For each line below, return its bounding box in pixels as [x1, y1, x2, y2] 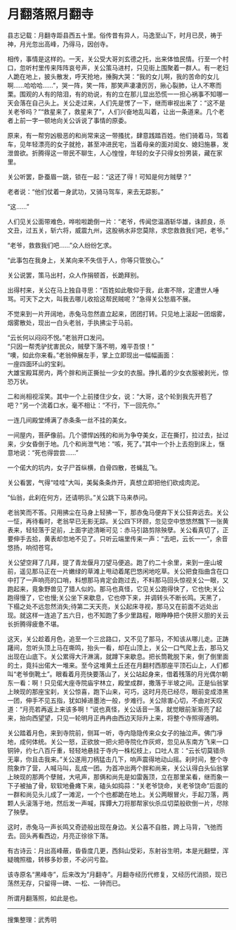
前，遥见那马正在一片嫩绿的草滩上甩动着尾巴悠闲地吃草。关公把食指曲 [7, 567, 211, 575]
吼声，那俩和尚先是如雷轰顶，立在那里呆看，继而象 [74, 773, 223, 781]
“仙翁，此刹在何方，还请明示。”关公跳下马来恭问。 [7, 493, 152, 501]
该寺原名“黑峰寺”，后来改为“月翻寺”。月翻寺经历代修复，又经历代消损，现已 [7, 870, 228, 879]
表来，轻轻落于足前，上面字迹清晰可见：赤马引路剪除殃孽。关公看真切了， [7, 525, 223, 534]
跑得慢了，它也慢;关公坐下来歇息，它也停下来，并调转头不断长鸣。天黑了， [7, 593, 225, 602]
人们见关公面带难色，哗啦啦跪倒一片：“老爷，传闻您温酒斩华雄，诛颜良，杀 [7, 217, 226, 226]
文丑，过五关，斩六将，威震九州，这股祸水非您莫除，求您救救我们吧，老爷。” [7, 226, 229, 234]
